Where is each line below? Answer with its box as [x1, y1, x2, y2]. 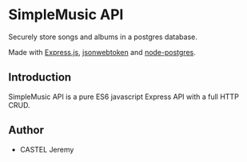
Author [8, 124, 44, 137]
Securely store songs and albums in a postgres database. [8, 32, 197, 41]
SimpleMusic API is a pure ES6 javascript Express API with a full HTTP [8, 92, 240, 101]
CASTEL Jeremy [19, 144, 74, 154]
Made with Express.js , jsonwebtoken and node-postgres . [8, 47, 196, 57]
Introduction [8, 70, 72, 85]
